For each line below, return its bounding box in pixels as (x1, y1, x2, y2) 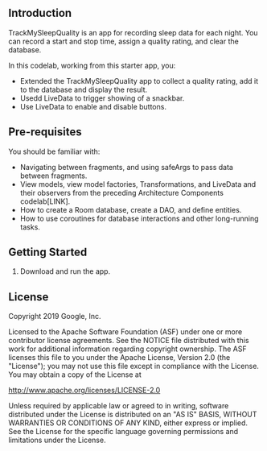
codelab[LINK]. (19, 197, 71, 206)
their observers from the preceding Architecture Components (19, 188, 224, 197)
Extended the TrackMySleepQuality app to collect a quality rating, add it (19, 76, 259, 85)
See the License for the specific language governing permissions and (8, 427, 239, 437)
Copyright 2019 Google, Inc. (8, 312, 102, 321)
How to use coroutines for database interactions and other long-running (19, 213, 259, 223)
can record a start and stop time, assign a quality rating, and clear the (8, 36, 239, 46)
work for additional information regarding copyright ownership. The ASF (8, 344, 247, 354)
